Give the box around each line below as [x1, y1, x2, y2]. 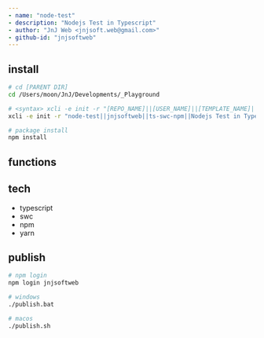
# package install [8, 127, 68, 134]
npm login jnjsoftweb [8, 279, 79, 287]
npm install [8, 134, 47, 141]
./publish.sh [8, 321, 51, 330]
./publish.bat [8, 300, 55, 308]
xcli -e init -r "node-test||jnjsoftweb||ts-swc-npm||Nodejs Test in [8, 112, 241, 120]
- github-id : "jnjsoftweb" [8, 33, 97, 42]
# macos [8, 314, 34, 322]
